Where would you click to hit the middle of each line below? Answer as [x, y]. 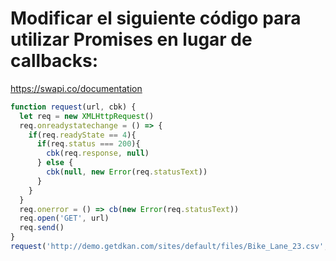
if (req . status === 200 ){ [88, 144]
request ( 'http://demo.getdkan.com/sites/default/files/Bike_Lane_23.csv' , [169, 247]
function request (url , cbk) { [73, 107]
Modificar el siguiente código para [156, 18]
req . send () [42, 228]
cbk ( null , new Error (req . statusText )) [127, 172]
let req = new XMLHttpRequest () [87, 116]
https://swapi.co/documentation [76, 88]
